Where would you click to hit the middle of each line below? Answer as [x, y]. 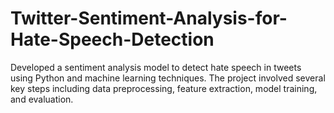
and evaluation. [42, 99]
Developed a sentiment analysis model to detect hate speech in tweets [156, 67]
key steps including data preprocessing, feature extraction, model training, [164, 88]
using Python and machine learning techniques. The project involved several [168, 78]
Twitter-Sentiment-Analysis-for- [149, 18]
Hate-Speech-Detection [112, 39]
